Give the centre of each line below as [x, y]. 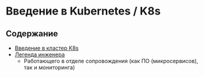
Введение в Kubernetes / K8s [83, 11]
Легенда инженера [40, 55]
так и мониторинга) [49, 67]
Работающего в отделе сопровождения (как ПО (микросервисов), [111, 61]
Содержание [32, 34]
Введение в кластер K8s [47, 48]
